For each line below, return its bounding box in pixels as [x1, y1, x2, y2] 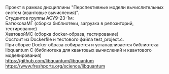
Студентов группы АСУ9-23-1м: [5, 15, 74, 21]
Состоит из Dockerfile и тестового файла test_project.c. [5, 36, 124, 42]
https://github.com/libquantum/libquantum [5, 58, 94, 63]
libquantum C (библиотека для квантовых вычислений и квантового [5, 47, 152, 53]
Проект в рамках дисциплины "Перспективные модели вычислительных [5, 5, 164, 10]
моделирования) [5, 52, 42, 58]
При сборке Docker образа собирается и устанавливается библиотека [5, 42, 159, 47]
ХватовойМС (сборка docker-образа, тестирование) [5, 31, 119, 37]
